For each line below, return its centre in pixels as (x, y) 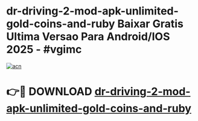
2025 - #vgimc (44, 50)
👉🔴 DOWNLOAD (49, 92)
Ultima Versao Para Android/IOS (88, 37)
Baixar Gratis (151, 24)
